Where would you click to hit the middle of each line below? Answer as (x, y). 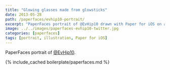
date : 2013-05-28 (24, 15)
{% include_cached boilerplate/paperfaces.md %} (57, 62)
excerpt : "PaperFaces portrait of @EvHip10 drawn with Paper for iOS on (83, 24)
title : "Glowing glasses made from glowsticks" (56, 10)
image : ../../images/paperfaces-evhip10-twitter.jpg (62, 29)
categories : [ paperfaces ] (32, 33)
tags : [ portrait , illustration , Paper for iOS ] (56, 38)
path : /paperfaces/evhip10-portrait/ (45, 19)
